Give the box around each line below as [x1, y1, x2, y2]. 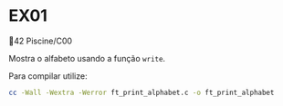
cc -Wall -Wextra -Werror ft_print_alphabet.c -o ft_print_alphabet [8, 88, 275, 97]
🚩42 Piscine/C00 [8, 35, 73, 46]
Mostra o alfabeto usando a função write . [8, 53, 166, 63]
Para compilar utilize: [8, 70, 88, 82]
